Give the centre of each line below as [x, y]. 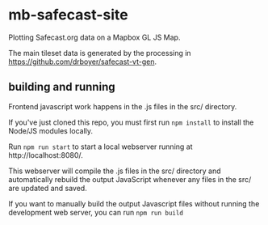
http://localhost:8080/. [46, 155]
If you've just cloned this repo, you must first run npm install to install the [131, 122]
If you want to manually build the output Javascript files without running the [134, 203]
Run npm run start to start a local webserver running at [100, 146]
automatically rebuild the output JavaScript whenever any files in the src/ [130, 179]
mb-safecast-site [68, 15]
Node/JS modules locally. [51, 130]
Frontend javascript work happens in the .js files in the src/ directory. [123, 106]
